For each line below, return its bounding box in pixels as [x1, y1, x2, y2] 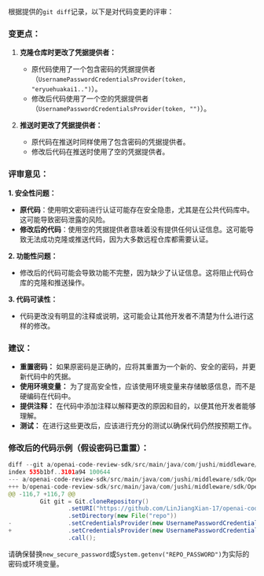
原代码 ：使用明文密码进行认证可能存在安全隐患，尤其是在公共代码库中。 [19, 205, 254, 214]
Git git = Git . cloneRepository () [39, 497, 149, 505]
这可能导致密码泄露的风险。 [19, 215, 110, 224]
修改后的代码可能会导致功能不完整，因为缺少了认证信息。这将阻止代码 [19, 268, 247, 277]
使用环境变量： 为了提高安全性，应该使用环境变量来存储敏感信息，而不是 [19, 381, 256, 391]
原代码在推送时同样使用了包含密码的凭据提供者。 [31, 137, 190, 147]
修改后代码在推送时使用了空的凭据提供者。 [31, 147, 170, 157]
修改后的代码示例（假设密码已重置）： [8, 442, 149, 453]
